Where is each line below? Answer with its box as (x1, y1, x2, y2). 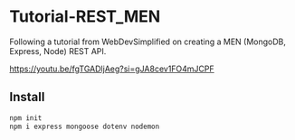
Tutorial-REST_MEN (9, 6, 161, 27)
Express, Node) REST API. (9, 45, 107, 56)
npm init (9, 113, 43, 123)
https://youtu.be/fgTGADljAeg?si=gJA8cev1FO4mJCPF (9, 63, 214, 74)
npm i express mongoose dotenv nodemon (9, 122, 160, 131)
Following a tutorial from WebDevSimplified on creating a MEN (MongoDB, (9, 36, 287, 47)
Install (9, 89, 45, 105)
